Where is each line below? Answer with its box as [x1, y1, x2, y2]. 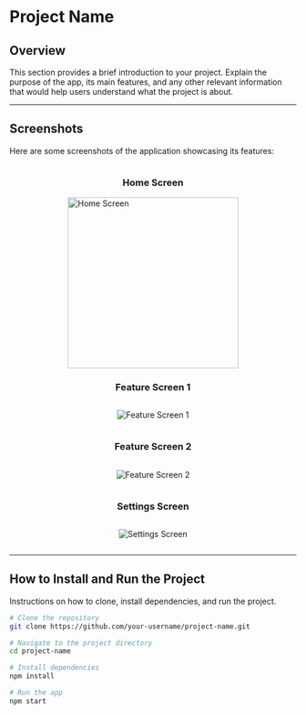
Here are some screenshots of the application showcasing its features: [9, 145, 275, 156]
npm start [9, 696, 47, 706]
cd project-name [9, 647, 71, 656]
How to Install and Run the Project [9, 572, 205, 587]
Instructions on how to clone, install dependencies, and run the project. [9, 596, 277, 606]
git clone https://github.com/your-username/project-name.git [9, 622, 250, 631]
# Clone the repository [9, 613, 100, 622]
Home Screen [122, 176, 184, 189]
